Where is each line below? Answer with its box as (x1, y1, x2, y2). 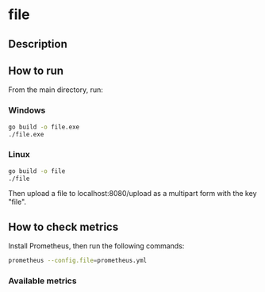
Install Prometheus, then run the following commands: (8, 241, 185, 251)
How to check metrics (8, 220, 119, 233)
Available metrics (8, 275, 77, 286)
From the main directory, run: (8, 85, 103, 94)
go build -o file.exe (8, 123, 80, 131)
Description (8, 37, 67, 51)
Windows (8, 105, 46, 116)
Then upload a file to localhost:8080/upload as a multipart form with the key (8, 189, 257, 198)
